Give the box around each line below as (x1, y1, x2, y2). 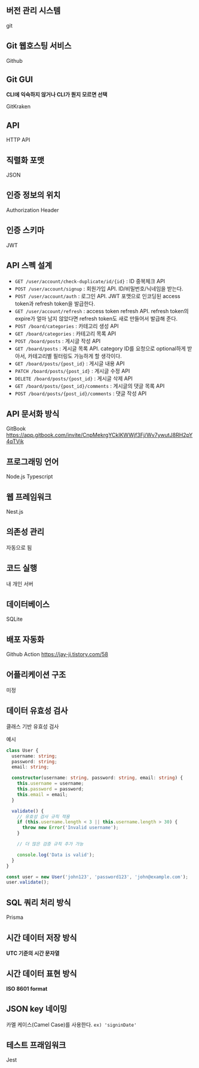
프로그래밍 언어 (6, 457, 59, 467)
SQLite (6, 615, 23, 623)
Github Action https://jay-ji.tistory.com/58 (6, 651, 109, 658)
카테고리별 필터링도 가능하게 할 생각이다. (27, 352, 123, 359)
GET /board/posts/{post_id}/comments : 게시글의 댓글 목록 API (14, 382, 165, 389)
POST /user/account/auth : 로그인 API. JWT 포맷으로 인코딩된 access (14, 292, 180, 299)
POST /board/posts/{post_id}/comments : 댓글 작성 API (14, 390, 147, 397)
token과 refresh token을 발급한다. (14, 300, 96, 307)
